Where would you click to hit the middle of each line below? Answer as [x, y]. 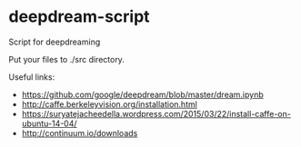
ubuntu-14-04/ [50, 123]
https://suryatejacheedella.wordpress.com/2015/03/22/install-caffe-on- [156, 113]
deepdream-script [80, 17]
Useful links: [32, 77]
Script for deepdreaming [55, 42]
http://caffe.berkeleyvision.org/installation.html [109, 104]
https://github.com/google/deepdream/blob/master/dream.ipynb [143, 94]
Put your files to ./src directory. [66, 59]
